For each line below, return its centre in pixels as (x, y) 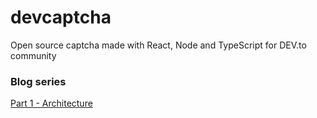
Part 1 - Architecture (51, 103)
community (33, 55)
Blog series (38, 81)
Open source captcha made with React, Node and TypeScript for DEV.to (158, 45)
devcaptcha (61, 17)
